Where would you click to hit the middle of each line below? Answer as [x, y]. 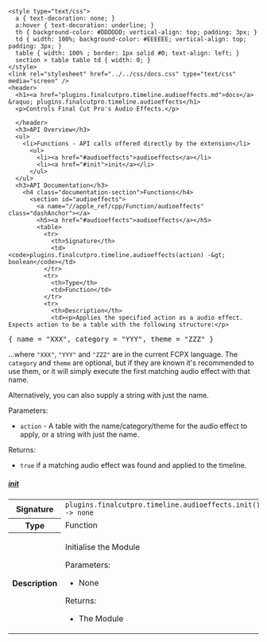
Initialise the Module [103, 547]
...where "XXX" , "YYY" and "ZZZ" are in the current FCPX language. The [123, 354]
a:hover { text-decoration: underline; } [85, 25]
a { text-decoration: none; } [65, 18]
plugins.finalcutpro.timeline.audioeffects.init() [163, 504]
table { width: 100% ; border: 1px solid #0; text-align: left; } [128, 53]
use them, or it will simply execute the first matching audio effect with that [129, 371]
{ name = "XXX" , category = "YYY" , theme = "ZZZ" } [111, 339]
